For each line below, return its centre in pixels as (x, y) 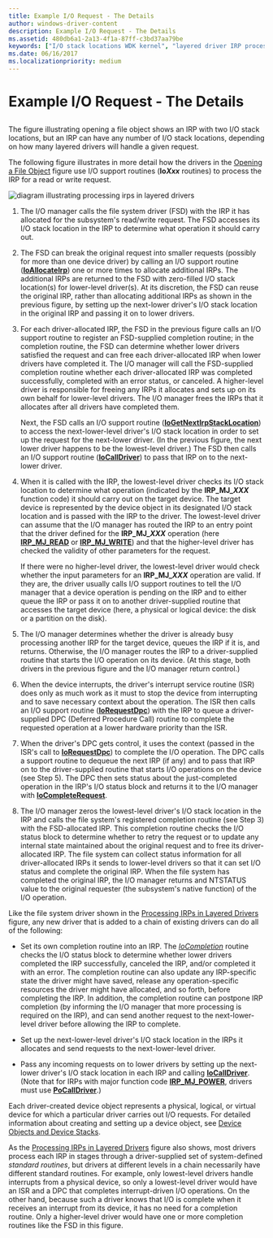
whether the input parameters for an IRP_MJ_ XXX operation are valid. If (141, 575)
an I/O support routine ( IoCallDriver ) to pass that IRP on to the (124, 457)
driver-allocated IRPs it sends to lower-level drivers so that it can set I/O (141, 863)
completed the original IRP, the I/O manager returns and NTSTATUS (133, 880)
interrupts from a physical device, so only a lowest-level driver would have (133, 1182)
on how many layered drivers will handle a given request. (104, 146)
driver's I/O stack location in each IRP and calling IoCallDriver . (145, 1073)
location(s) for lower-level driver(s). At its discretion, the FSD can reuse (139, 288)
